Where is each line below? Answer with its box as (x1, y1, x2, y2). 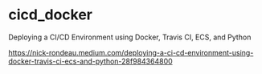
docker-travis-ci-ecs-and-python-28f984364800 (8, 56, 173, 66)
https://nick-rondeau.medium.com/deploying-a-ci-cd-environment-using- (8, 47, 254, 57)
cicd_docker (8, 6, 93, 24)
